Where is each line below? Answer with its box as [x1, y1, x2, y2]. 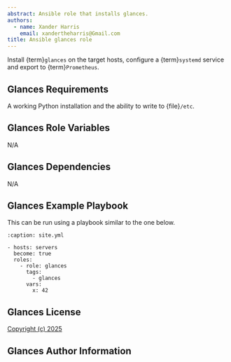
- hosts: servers [7, 244, 58, 251]
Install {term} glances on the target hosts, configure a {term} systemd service [7, 55, 225, 64]
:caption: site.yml [7, 232, 64, 239]
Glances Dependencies [7, 161, 111, 173]
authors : [7, 17, 33, 24]
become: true [13, 250, 52, 258]
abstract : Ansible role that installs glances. [7, 10, 149, 18]
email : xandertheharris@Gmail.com [20, 29, 120, 37]
